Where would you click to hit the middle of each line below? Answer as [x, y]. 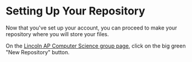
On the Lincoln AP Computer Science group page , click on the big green [96, 46]
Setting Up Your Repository [76, 11]
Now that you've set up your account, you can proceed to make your [91, 28]
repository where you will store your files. [58, 34]
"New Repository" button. [38, 52]
